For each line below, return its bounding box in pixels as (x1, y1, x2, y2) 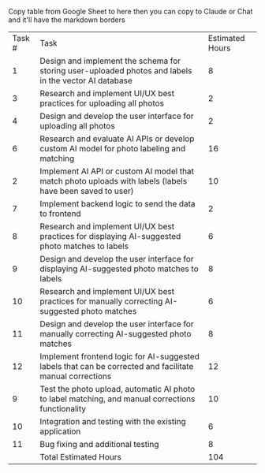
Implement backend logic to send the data (39, 199, 196, 209)
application (39, 426, 81, 437)
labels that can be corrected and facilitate (39, 361, 194, 371)
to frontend (39, 208, 81, 219)
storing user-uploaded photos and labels (39, 65, 192, 76)
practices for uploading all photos (39, 98, 164, 109)
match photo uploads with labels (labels (39, 176, 188, 186)
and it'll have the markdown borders (8, 15, 125, 24)
